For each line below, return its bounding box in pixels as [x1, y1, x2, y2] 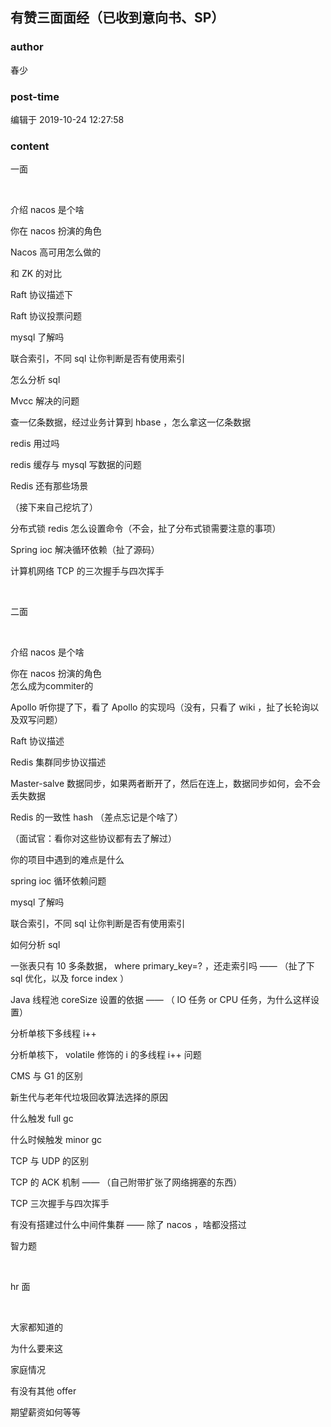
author [10, 40, 44, 54]
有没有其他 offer [10, 1385, 77, 1397]
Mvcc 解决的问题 [10, 395, 80, 407]
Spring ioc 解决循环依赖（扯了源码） [10, 544, 160, 556]
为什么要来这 [10, 1343, 63, 1355]
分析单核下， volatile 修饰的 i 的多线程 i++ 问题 [10, 1049, 202, 1061]
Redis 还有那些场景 [10, 480, 89, 492]
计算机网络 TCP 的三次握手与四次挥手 [10, 565, 165, 577]
